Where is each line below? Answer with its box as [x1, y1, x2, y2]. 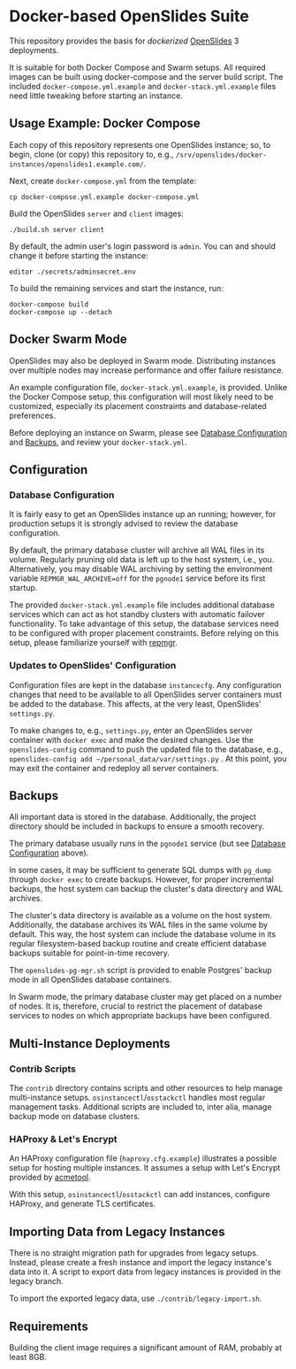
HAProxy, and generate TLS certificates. [9, 1198, 156, 1210]
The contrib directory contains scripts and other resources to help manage [9, 1083, 283, 1094]
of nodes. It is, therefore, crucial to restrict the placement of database [9, 1001, 263, 1011]
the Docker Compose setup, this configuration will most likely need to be [9, 391, 274, 402]
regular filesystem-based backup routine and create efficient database [9, 939, 267, 949]
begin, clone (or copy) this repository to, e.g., [9, 149, 174, 159]
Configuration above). [9, 847, 89, 858]
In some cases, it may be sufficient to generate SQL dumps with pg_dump [9, 865, 272, 876]
